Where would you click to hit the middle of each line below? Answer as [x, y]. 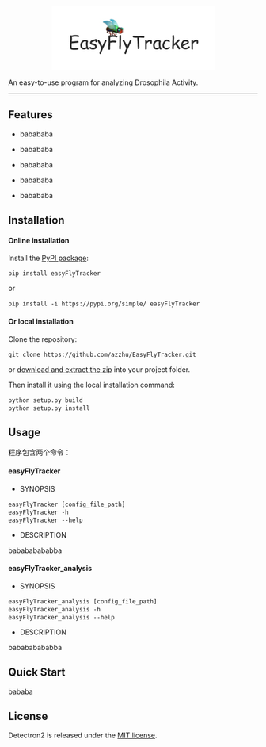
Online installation [39, 240]
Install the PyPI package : [49, 258]
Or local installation [41, 321]
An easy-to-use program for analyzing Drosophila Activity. [103, 82]
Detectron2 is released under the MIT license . [83, 735]
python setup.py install [49, 408]
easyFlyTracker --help [46, 520]
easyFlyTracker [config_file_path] [67, 504]
